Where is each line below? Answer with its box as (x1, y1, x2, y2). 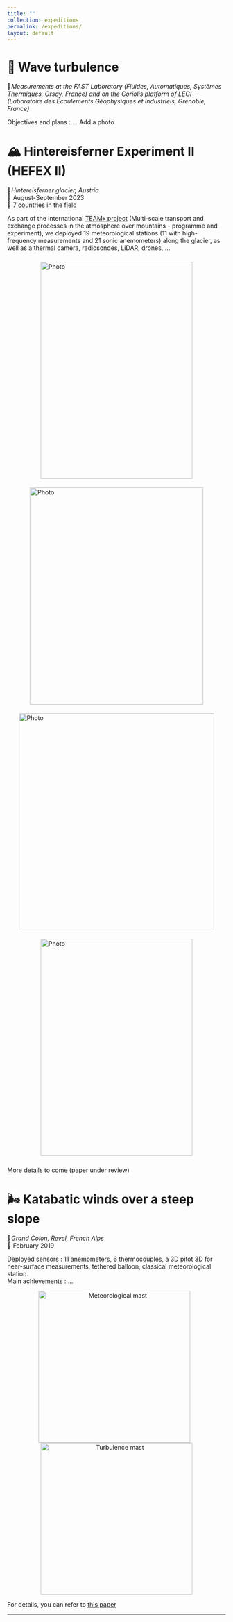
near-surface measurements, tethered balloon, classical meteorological (7, 1262, 212, 1271)
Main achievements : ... (7, 1277, 74, 1285)
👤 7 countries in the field (7, 201, 78, 209)
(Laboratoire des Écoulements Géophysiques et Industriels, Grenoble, (7, 97, 207, 106)
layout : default (7, 29, 54, 37)
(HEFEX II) (7, 163, 67, 179)
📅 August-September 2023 (7, 194, 85, 202)
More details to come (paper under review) (7, 1166, 130, 1174)
